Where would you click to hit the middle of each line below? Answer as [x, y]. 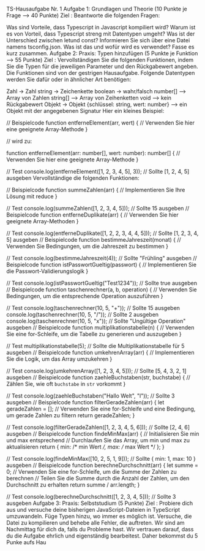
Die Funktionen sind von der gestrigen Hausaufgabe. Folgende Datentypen [101, 73]
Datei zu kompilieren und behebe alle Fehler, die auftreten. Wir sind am [95, 523]
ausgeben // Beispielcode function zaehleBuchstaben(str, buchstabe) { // [99, 377]
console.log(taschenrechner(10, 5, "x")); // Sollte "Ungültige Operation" [96, 321]
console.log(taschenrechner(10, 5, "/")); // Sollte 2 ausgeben [83, 314]
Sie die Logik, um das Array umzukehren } [59, 359]
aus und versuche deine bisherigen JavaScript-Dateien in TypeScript [93, 510]
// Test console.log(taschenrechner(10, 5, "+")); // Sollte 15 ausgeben [93, 308]
